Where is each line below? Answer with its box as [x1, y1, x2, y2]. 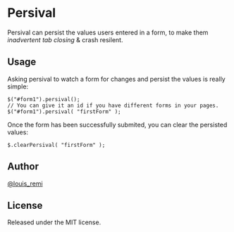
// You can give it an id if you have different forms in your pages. [7, 102, 219, 109]
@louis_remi [7, 179, 44, 188]
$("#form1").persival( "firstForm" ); [7, 108, 121, 115]
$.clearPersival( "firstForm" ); [7, 141, 106, 148]
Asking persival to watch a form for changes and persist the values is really [7, 75, 226, 83]
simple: [7, 82, 29, 91]
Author [7, 160, 39, 173]
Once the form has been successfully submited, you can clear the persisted [7, 120, 228, 129]
